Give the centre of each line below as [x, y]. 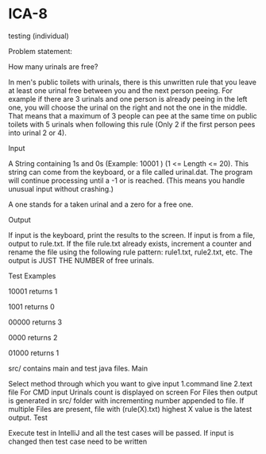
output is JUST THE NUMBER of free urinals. [81, 260]
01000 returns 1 [34, 353]
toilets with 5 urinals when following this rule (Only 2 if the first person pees [132, 124]
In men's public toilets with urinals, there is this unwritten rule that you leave [132, 82]
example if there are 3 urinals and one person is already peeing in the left [128, 99]
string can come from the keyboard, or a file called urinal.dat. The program [130, 172]
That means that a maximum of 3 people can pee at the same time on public [133, 115]
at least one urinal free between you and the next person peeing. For [120, 90]
